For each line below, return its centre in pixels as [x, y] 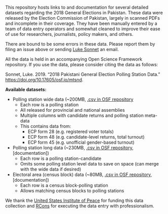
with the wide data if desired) [51, 169]
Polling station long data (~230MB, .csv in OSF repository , [73, 148]
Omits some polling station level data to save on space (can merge [90, 164]
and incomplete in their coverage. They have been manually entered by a [81, 23]
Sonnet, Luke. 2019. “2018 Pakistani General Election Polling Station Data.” [83, 74]
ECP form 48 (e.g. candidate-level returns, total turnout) [86, 137]
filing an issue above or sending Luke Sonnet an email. [62, 49]
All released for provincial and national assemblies [72, 110]
